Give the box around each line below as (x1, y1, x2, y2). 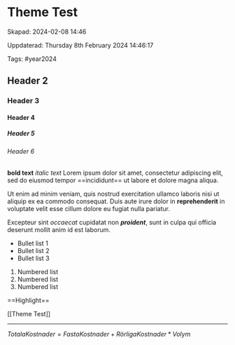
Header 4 (7, 113, 35, 121)
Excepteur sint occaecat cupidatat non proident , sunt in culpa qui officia (7, 218, 217, 226)
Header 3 (7, 96, 40, 106)
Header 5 (7, 129, 35, 137)
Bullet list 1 (17, 239, 49, 248)
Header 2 (7, 75, 49, 87)
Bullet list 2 (17, 247, 50, 255)
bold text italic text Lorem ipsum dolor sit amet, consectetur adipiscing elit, (7, 169, 224, 177)
